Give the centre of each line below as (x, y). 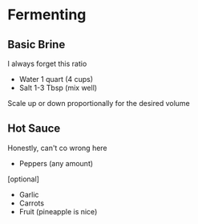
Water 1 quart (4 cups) (56, 79)
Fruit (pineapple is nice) (58, 211)
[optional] (23, 179)
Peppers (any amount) (56, 163)
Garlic (29, 194)
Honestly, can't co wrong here (57, 148)
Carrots (32, 203)
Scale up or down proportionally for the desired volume (99, 103)
